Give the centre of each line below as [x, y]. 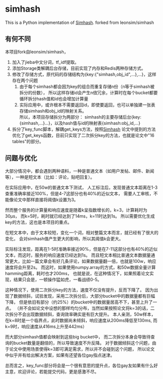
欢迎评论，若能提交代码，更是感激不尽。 [58, 371]
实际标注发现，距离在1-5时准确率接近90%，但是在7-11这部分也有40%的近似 [81, 249]
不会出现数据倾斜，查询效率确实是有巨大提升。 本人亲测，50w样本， [87, 314]
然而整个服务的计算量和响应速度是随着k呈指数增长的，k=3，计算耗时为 [76, 210]
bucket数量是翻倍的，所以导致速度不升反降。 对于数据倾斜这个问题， [83, 343]
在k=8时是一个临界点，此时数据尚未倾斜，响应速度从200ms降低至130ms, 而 [81, 320]
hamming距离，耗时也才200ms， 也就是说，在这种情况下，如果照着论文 [77, 273]
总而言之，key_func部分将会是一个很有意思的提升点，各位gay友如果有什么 [80, 365]
